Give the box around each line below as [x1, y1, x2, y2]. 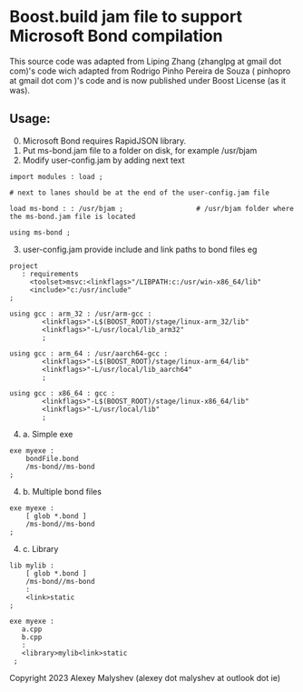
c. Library [22, 543, 59, 554]
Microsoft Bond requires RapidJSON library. [22, 135, 187, 146]
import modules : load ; [9, 172, 103, 181]
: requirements [21, 269, 79, 278]
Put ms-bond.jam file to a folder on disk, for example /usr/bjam [22, 145, 258, 155]
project [9, 261, 39, 270]
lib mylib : [9, 561, 54, 570]
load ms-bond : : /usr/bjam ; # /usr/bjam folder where [9, 204, 295, 213]
